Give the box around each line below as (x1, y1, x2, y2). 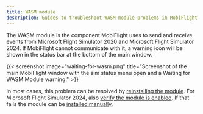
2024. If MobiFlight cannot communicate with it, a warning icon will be (6, 44, 183, 52)
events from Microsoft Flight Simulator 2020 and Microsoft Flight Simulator (6, 38, 194, 45)
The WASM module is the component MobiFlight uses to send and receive (6, 31, 193, 38)
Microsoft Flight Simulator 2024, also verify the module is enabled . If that (6, 94, 190, 101)
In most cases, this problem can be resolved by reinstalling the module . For (6, 87, 195, 94)
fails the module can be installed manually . (6, 100, 113, 107)
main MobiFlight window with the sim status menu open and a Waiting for (6, 69, 191, 76)
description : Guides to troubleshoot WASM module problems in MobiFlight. (6, 15, 201, 21)
